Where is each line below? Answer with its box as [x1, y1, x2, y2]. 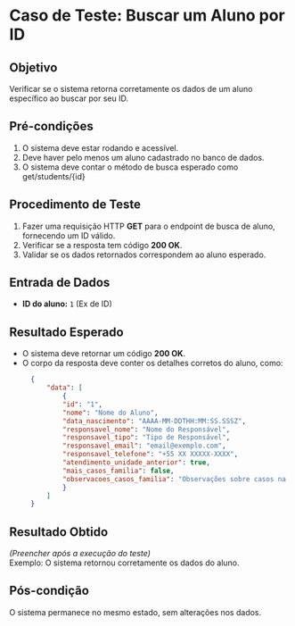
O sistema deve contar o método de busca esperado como [21, 162, 239, 172]
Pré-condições [9, 119, 94, 134]
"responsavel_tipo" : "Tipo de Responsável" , [61, 433, 231, 442]
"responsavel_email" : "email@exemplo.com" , [61, 441, 226, 451]
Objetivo [9, 60, 58, 75]
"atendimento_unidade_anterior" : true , [61, 458, 211, 467]
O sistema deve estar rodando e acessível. [21, 142, 179, 153]
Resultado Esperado [9, 324, 124, 339]
